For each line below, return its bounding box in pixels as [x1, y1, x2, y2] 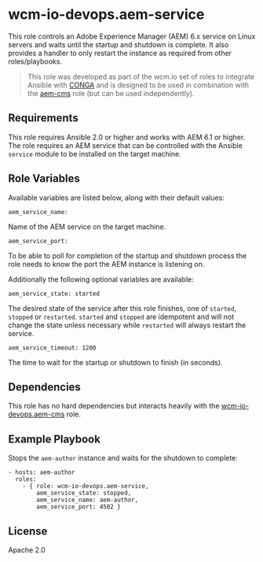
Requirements [8, 112, 79, 125]
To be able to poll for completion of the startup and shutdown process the [8, 250, 247, 261]
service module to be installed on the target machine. [8, 149, 182, 158]
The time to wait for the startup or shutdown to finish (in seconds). [8, 357, 223, 367]
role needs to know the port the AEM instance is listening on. [8, 259, 205, 268]
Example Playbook [8, 432, 100, 446]
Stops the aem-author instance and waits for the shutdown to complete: [8, 453, 238, 463]
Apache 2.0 [8, 545, 46, 554]
